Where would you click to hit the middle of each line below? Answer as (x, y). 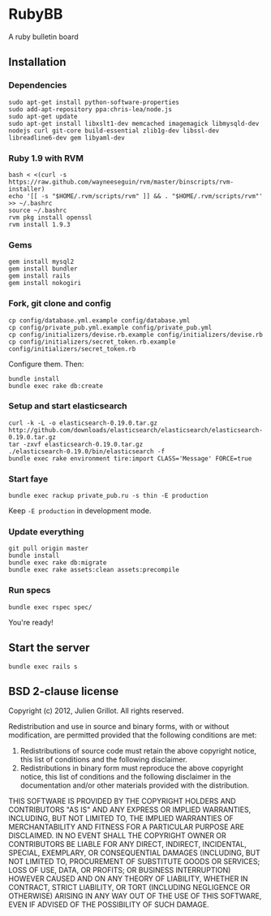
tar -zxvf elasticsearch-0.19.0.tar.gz (76, 444)
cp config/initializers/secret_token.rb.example (92, 342)
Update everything (46, 532)
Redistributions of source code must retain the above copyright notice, (138, 751)
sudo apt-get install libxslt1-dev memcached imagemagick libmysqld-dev (134, 123)
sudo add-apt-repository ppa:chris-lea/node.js (90, 109)
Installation (37, 62)
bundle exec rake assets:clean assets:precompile (94, 570)
